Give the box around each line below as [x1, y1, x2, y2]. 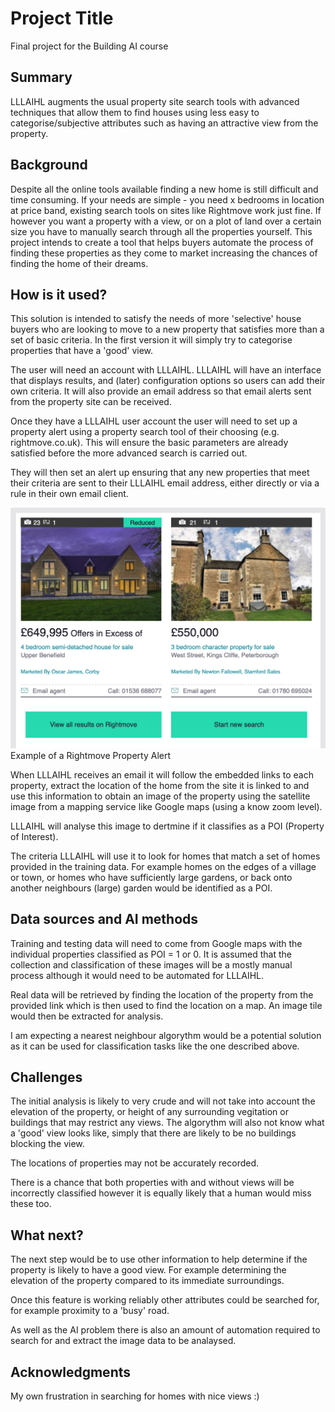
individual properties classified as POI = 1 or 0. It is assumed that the [10, 948, 293, 960]
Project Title [10, 7, 114, 30]
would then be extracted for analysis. [10, 1010, 164, 1022]
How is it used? [10, 286, 108, 303]
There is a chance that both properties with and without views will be [10, 1177, 295, 1189]
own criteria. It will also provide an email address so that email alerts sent [10, 385, 312, 397]
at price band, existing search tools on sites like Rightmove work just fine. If [10, 204, 322, 216]
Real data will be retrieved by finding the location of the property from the [10, 988, 314, 1001]
